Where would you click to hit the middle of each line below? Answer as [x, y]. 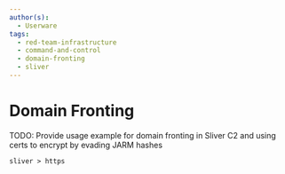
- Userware [37, 26]
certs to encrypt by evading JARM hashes [86, 145]
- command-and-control [59, 51]
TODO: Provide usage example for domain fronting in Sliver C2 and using [143, 135]
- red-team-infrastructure [67, 42]
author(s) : [29, 17]
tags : [19, 34]
